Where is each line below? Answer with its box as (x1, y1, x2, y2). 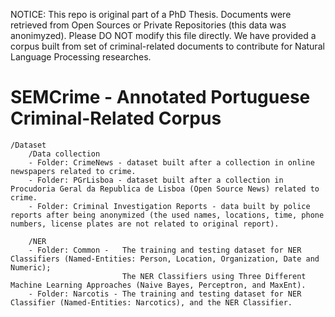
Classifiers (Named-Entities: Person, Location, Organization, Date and (10, 254, 320, 264)
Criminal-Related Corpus (10, 107, 222, 130)
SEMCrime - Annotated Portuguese (10, 86, 311, 109)
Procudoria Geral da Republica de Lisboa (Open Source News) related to (10, 184, 320, 194)
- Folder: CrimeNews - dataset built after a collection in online (28, 157, 315, 168)
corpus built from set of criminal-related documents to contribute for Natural (10, 40, 325, 52)
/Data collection (28, 149, 101, 159)
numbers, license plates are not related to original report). (10, 219, 280, 229)
